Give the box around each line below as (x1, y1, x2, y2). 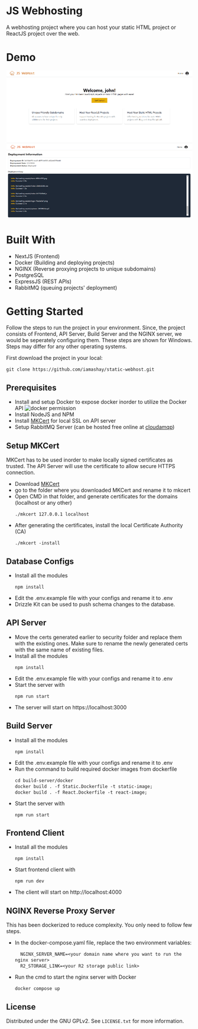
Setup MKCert (6, 440, 60, 450)
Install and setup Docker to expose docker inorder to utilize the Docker (14, 398, 187, 405)
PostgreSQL (14, 271, 44, 278)
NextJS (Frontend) (14, 252, 60, 259)
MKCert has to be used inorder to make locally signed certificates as (6, 456, 173, 463)
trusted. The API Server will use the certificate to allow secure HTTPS (6, 463, 176, 470)
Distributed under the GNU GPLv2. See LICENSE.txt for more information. (6, 1017, 184, 1024)
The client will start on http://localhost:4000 (14, 888, 122, 896)
